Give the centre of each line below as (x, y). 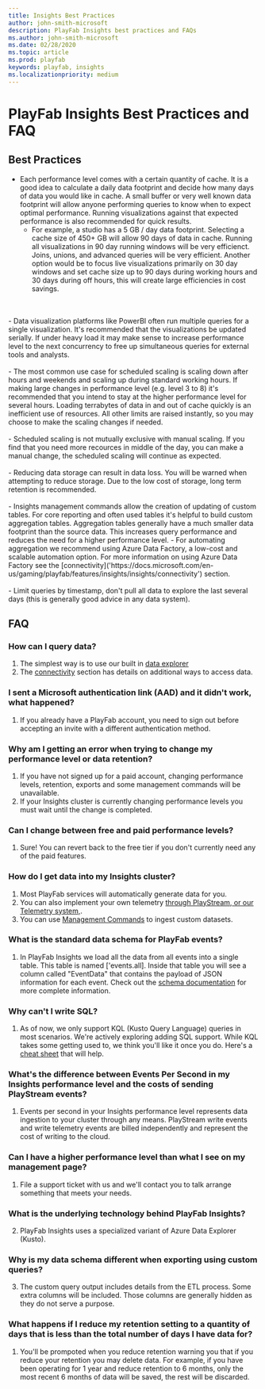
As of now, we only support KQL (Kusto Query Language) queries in (131, 1029)
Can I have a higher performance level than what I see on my (127, 1157)
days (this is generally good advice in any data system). (99, 599)
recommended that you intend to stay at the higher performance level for (127, 397)
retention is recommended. (52, 489)
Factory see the (34, 565)
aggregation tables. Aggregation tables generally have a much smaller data (131, 523)
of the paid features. (53, 856)
